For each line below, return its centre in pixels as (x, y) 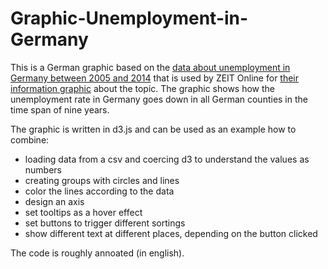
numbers (43, 169)
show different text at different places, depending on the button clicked (171, 233)
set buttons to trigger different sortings (105, 223)
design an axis (54, 201)
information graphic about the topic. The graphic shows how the (143, 88)
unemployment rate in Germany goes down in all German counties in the (159, 99)
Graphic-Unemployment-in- (129, 18)
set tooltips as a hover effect (83, 212)
